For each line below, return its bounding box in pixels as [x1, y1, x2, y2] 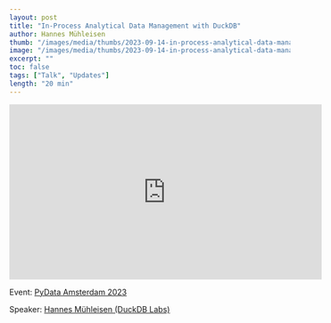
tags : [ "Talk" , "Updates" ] [9, 71, 110, 80]
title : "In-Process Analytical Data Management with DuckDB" [9, 21, 242, 30]
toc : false [9, 63, 50, 72]
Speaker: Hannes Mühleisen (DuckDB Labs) [9, 303, 170, 314]
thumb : [9, 37, 34, 47]
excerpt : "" [9, 54, 54, 63]
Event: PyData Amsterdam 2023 [9, 287, 128, 297]
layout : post [9, 12, 58, 22]
